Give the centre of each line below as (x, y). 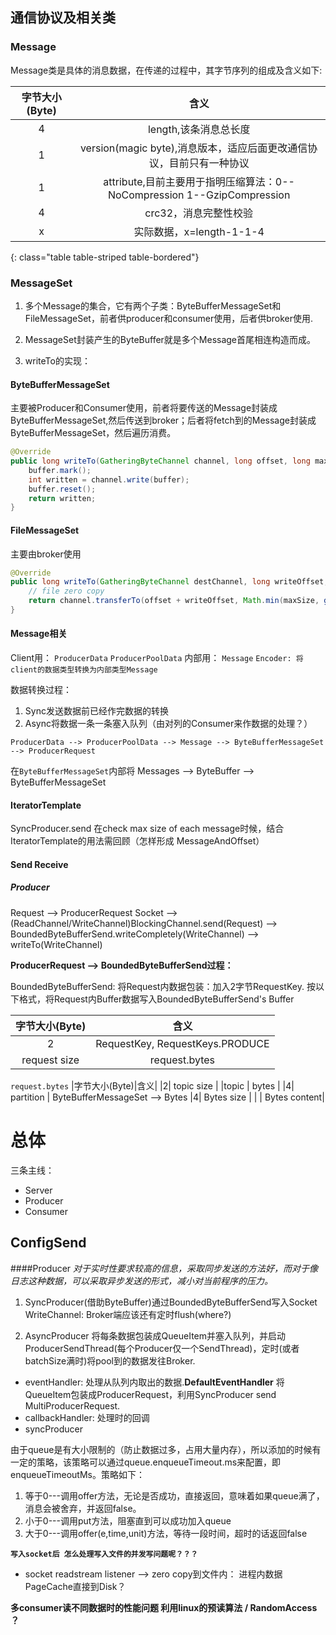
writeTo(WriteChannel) (56, 944)
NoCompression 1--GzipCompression (199, 195)
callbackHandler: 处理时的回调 (87, 1417)
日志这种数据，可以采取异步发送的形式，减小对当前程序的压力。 (141, 1280)
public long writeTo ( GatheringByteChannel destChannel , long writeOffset (167, 582)
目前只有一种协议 (209, 163)
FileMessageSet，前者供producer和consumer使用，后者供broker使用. (169, 318)
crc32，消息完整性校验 (199, 213)
